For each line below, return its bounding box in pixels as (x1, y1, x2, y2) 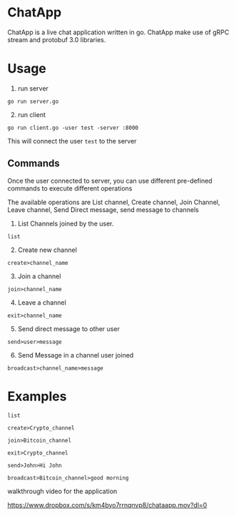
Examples (7, 388, 67, 404)
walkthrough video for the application (7, 487, 118, 495)
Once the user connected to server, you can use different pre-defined (7, 176, 212, 185)
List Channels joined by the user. (17, 219, 114, 228)
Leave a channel (17, 298, 66, 307)
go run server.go (7, 98, 59, 105)
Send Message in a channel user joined (17, 350, 134, 359)
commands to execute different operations (7, 183, 133, 193)
